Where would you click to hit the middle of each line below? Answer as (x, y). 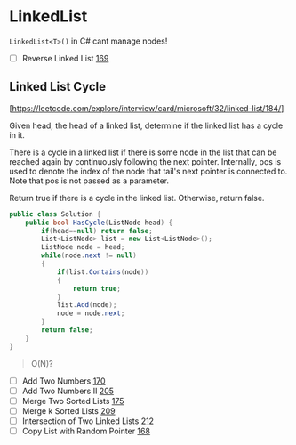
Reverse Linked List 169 (65, 58)
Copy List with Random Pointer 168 (86, 431)
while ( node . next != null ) (89, 255)
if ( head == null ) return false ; (97, 231)
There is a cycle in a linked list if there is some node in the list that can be (143, 152)
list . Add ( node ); (87, 305)
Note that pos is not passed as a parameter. (89, 181)
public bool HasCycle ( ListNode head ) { (99, 222)
